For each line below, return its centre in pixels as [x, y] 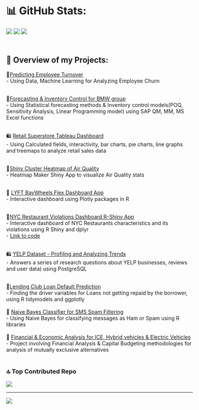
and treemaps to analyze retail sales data [56, 150]
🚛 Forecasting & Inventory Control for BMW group [66, 99]
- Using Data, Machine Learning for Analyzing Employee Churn [83, 81]
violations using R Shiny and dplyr [47, 229]
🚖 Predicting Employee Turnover [45, 74]
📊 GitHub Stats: [46, 11]
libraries [16, 324]
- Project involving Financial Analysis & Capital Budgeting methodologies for [99, 343]
